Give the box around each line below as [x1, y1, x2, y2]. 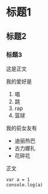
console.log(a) [6, 181, 43, 188]
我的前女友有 [6, 124, 37, 131]
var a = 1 [6, 177, 30, 183]
